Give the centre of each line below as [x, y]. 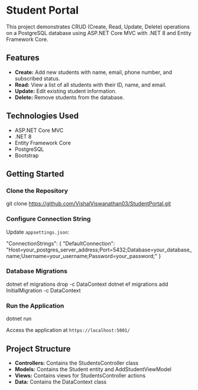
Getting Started [35, 174]
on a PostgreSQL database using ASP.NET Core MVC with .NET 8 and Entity [99, 33]
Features [23, 58]
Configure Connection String [48, 219]
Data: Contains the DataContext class [61, 382]
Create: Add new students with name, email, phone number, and [93, 72]
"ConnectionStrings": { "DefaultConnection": [61, 243]
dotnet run [19, 319]
